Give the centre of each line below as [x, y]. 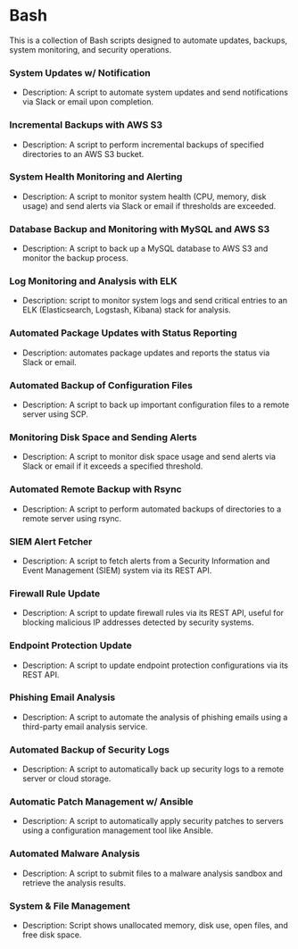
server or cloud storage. [66, 778]
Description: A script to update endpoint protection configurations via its [155, 665]
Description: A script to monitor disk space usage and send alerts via [149, 457]
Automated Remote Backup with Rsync [95, 489]
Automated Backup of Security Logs [89, 749]
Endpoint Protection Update [70, 645]
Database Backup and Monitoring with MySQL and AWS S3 [140, 229]
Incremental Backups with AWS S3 [86, 125]
